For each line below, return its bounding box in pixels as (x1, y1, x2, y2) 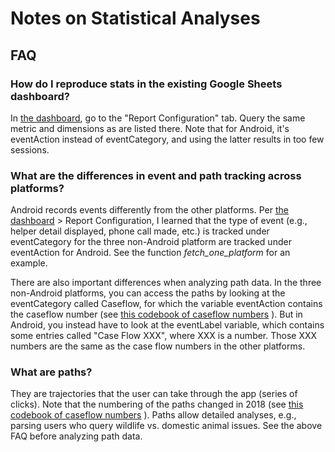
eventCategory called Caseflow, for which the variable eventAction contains (10, 298, 323, 310)
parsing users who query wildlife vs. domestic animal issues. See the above (10, 420, 323, 432)
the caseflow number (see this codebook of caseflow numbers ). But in (10, 308, 303, 321)
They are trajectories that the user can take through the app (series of (10, 388, 298, 400)
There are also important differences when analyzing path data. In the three (10, 277, 322, 289)
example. (10, 257, 48, 269)
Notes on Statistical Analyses (10, 7, 261, 30)
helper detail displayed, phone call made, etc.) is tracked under (10, 225, 270, 237)
